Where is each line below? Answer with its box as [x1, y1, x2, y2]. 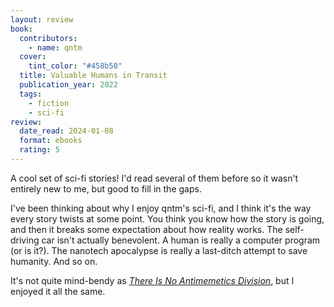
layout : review [10, 14, 74, 25]
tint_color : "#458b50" [28, 61, 123, 71]
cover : [19, 52, 47, 62]
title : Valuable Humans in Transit [19, 71, 168, 81]
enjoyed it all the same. [10, 285, 106, 297]
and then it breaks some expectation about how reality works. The [10, 223, 283, 235]
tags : [19, 89, 43, 99]
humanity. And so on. [10, 255, 98, 267]
